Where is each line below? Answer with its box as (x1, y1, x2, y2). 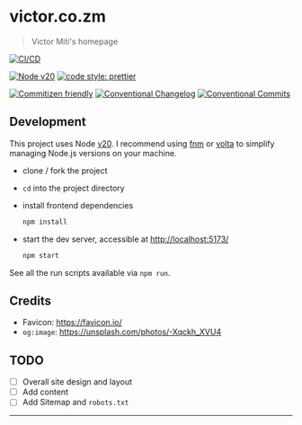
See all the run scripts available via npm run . (9, 267, 171, 278)
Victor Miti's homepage (31, 36, 119, 47)
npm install (22, 217, 67, 226)
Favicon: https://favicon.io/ (22, 317, 123, 328)
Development (9, 114, 87, 129)
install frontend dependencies (22, 199, 134, 210)
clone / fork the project (22, 164, 108, 176)
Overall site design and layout (22, 376, 133, 387)
